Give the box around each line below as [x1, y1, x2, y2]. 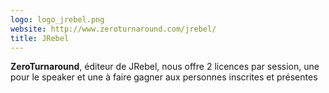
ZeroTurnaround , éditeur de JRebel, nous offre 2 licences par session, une [10, 61, 320, 73]
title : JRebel [10, 33, 70, 43]
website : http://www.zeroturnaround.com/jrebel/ [10, 24, 217, 34]
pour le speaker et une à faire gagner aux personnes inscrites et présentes [10, 71, 318, 83]
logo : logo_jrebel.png [10, 14, 105, 25]
